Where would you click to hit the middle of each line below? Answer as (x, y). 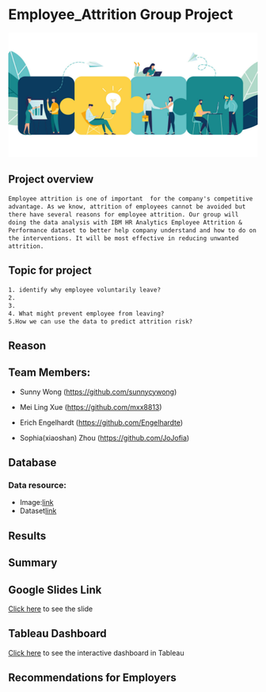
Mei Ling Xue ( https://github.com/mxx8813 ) (91, 407)
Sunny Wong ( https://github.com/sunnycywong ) (98, 392)
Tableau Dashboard (57, 634)
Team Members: (49, 373)
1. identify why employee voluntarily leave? (84, 290)
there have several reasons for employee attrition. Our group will (123, 214)
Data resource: (38, 485)
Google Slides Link (55, 589)
